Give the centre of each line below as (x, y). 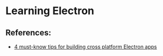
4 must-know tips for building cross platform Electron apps (85, 47)
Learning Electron (50, 11)
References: (28, 33)
